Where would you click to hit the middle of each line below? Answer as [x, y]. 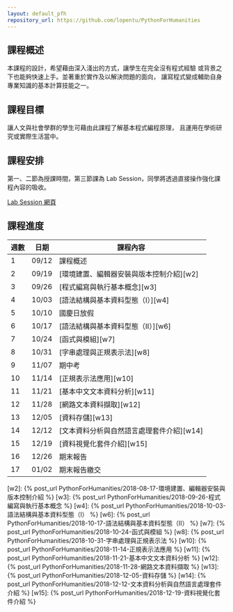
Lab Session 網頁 [32, 202]
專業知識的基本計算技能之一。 [50, 86]
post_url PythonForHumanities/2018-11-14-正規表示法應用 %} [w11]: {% [109, 549]
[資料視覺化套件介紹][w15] [103, 444]
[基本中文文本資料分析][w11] [107, 391]
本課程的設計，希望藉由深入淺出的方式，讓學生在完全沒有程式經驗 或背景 [112, 68]
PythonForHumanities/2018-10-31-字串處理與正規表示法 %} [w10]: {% [107, 540]
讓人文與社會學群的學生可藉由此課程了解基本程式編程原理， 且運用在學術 [112, 128]
